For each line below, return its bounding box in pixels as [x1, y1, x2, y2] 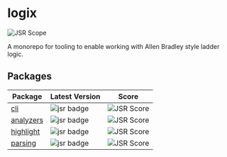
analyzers [11, 115, 44, 125]
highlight [11, 126, 40, 136]
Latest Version [50, 91, 101, 101]
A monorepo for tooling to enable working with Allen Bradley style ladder [7, 42, 220, 50]
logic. [7, 50, 23, 58]
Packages [7, 70, 52, 82]
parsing [11, 138, 37, 148]
